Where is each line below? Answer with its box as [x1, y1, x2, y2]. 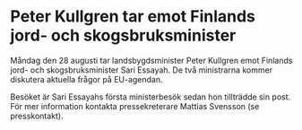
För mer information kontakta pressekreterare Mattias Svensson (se [10, 100, 260, 111]
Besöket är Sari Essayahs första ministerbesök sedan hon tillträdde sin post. [10, 91, 291, 102]
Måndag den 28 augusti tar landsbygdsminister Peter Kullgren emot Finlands [10, 55, 293, 65]
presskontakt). [10, 110, 64, 121]
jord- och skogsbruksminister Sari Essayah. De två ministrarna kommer [10, 65, 272, 75]
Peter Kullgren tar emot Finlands [10, 6, 256, 27]
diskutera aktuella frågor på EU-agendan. [10, 74, 164, 84]
